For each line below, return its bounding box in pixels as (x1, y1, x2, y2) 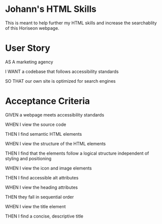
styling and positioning (5, 155, 52, 162)
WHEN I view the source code (5, 121, 66, 127)
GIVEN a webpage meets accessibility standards (5, 112, 105, 117)
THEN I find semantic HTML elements (5, 131, 82, 137)
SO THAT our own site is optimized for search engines (5, 78, 116, 84)
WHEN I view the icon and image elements (5, 165, 92, 171)
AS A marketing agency (5, 58, 54, 65)
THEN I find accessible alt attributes (5, 174, 79, 180)
